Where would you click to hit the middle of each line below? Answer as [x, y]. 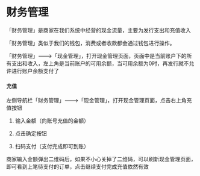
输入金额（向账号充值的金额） [52, 121]
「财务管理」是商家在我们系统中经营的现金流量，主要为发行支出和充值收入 [98, 30]
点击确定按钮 [31, 134]
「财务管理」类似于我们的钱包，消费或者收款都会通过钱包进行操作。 [91, 43]
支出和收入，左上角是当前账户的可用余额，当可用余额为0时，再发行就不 [100, 63]
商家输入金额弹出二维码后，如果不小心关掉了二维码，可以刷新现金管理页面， [101, 159]
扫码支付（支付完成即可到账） [52, 146]
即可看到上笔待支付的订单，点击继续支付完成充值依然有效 [77, 167]
